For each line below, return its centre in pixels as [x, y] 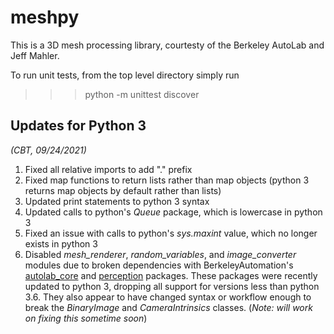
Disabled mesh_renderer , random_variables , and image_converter [160, 254]
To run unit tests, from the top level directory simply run [125, 75]
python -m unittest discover [142, 94]
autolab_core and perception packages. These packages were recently [171, 275]
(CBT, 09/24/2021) [48, 150]
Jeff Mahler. [35, 55]
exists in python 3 [61, 243]
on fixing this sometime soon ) [86, 318]
